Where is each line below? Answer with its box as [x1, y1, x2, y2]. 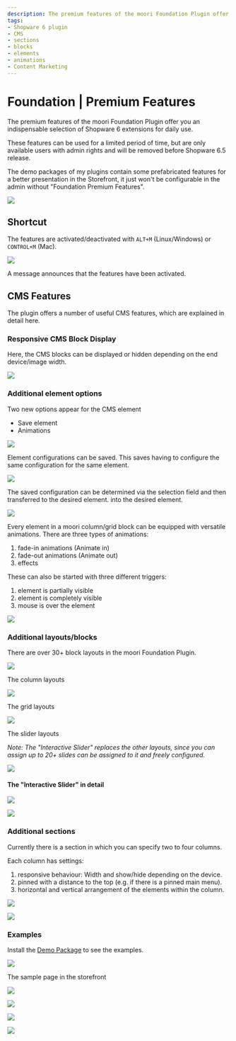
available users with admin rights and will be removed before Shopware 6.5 [7, 146, 226, 155]
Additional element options [7, 389, 102, 399]
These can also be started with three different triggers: [7, 572, 167, 581]
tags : [7, 17, 23, 24]
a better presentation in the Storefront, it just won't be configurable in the [7, 174, 220, 183]
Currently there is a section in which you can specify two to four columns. [7, 842, 223, 851]
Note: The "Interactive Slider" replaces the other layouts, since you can [7, 743, 216, 752]
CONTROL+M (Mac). [7, 243, 57, 251]
